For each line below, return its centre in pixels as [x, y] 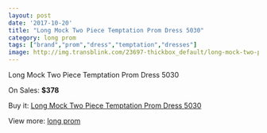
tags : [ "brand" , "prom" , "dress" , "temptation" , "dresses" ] [103, 45]
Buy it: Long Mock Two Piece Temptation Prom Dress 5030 [105, 105]
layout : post [30, 15]
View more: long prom [44, 121]
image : [19, 52]
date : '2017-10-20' [41, 23]
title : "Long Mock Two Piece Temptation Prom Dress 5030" [106, 30]
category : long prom [43, 38]
